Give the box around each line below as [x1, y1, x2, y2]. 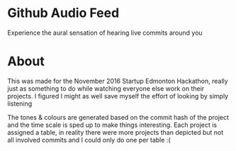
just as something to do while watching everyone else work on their [7, 84, 205, 93]
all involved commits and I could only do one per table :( [7, 135, 171, 144]
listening [7, 99, 33, 108]
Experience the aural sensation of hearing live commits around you [7, 28, 203, 37]
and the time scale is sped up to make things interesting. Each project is [7, 121, 218, 129]
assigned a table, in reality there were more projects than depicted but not [7, 128, 224, 136]
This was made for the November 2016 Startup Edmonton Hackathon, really [7, 77, 228, 85]
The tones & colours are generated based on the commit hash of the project [7, 113, 229, 121]
